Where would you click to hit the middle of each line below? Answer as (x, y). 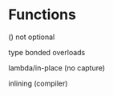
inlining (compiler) (38, 83)
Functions (42, 15)
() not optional (32, 37)
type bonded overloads (47, 52)
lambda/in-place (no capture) (57, 68)
